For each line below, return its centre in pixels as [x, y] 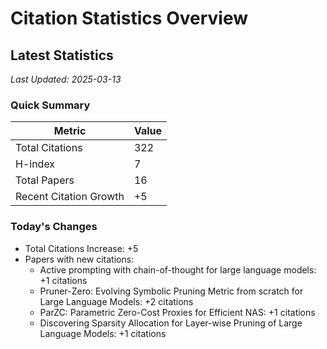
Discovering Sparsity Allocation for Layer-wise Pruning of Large [171, 323]
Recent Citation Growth [70, 197]
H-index [35, 164]
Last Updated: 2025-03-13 [66, 79]
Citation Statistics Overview [129, 18]
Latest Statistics [62, 55]
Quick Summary [50, 105]
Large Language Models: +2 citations [116, 301]
